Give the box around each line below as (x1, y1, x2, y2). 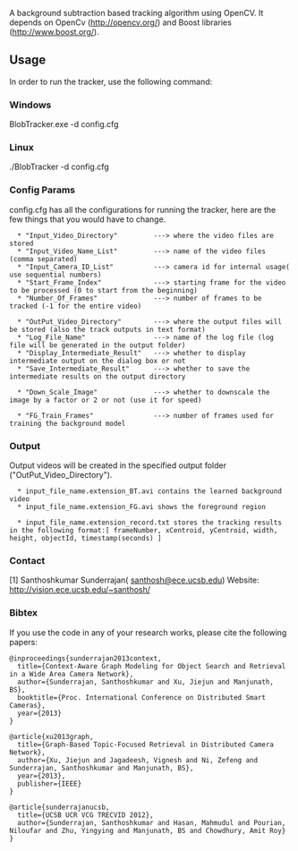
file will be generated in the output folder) (9, 340, 186, 350)
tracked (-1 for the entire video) (9, 302, 142, 311)
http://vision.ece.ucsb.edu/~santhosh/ (9, 584, 150, 595)
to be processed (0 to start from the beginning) (9, 285, 199, 294)
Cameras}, (9, 701, 47, 710)
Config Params (9, 183, 76, 196)
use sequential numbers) (9, 270, 102, 279)
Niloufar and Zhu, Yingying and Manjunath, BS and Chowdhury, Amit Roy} (9, 826, 286, 835)
